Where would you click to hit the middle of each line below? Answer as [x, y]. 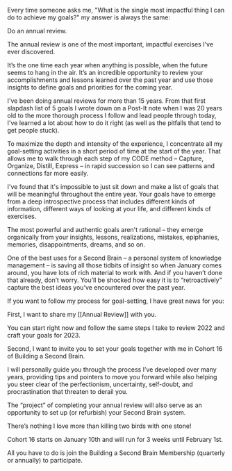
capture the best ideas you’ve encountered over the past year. [97, 287]
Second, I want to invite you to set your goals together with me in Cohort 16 [115, 349]
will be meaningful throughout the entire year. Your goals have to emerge [111, 194]
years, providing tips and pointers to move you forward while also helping [112, 377]
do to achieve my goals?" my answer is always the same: [89, 17]
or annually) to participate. [45, 460]
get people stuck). [33, 130]
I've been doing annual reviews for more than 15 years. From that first [107, 101]
